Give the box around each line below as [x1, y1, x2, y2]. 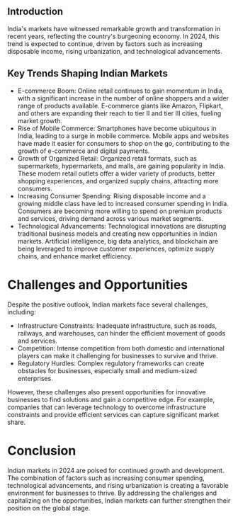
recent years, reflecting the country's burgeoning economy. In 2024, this [7, 32, 220, 40]
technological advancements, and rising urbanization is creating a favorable [7, 481, 229, 489]
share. [7, 418, 26, 426]
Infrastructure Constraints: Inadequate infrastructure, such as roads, [17, 321, 217, 330]
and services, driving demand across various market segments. [17, 214, 204, 222]
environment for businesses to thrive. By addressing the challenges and [7, 489, 217, 497]
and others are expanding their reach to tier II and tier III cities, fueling [17, 109, 222, 118]
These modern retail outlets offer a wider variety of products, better [17, 169, 216, 178]
